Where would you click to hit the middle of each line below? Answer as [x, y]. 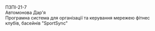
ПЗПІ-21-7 [16, 7]
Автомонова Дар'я [26, 12]
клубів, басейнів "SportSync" [36, 23]
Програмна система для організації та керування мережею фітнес [78, 18]
